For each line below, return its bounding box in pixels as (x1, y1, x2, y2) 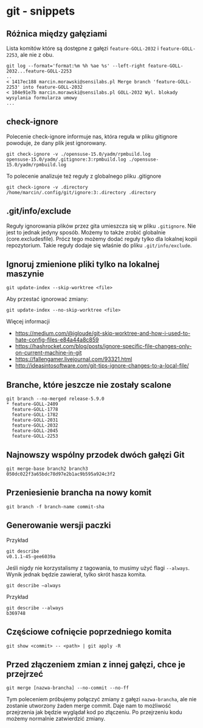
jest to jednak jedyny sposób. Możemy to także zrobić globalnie (6, 228, 166, 236)
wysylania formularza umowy (6, 95, 78, 101)
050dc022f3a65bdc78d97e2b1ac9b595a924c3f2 (6, 471, 115, 477)
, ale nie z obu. (17, 51, 54, 58)
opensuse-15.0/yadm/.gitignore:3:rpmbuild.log (6, 156, 126, 163)
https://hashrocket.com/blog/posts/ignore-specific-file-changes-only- (15, 343, 192, 350)
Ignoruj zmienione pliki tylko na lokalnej (6, 259, 160, 270)
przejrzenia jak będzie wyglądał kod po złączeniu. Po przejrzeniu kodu (6, 709, 182, 716)
